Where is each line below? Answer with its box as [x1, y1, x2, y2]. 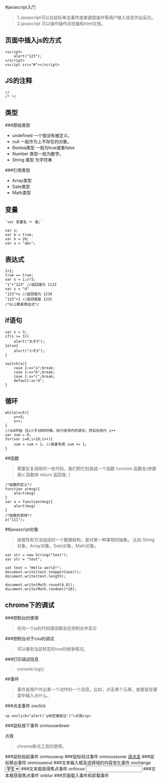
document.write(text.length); [5, 574, 66, 579]
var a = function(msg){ [5, 499, 53, 504]
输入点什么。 [25, 692, 51, 698]
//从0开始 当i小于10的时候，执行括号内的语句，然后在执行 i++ [5, 428, 116, 433]
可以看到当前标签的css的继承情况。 [16, 646, 88, 652]
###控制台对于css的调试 [5, 636, 54, 641]
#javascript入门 [5, 4, 36, 10]
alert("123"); [14, 54, 42, 58]
